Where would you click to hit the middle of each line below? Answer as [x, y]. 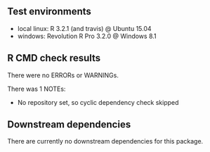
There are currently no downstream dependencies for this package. [105, 141]
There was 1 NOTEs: [37, 89]
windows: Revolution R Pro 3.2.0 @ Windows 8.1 [87, 36]
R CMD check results [54, 58]
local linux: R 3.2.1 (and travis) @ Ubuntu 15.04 [85, 28]
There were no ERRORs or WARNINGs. [63, 75]
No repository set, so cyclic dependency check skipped [98, 102]
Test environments [49, 12]
